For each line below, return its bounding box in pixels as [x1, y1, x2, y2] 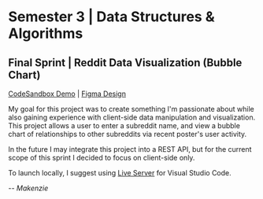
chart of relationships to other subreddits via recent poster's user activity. [8, 130, 247, 138]
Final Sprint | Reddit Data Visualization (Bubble [8, 56, 243, 69]
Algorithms [8, 24, 83, 42]
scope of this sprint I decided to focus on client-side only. [8, 153, 195, 162]
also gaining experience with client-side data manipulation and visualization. [8, 112, 256, 122]
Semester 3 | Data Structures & [8, 8, 215, 26]
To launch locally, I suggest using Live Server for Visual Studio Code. [8, 168, 232, 177]
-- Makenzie [8, 183, 49, 193]
